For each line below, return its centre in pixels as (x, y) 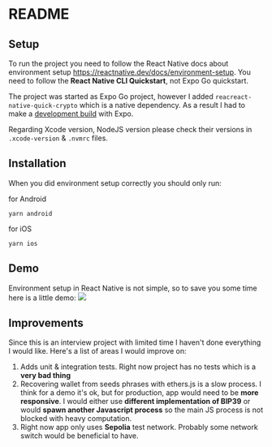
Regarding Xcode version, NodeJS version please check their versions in (130, 129)
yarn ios (23, 243)
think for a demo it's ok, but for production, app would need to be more (139, 393)
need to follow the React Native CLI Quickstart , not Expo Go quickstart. (129, 81)
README (39, 14)
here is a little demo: (42, 298)
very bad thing (45, 376)
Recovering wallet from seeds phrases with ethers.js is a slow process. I (141, 384)
